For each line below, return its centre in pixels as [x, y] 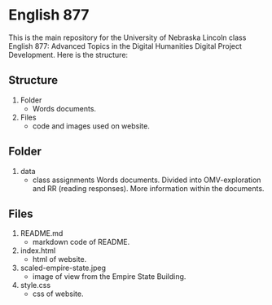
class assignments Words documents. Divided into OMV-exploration [147, 180]
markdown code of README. [81, 242]
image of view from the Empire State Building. [109, 277]
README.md [42, 233]
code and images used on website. [91, 126]
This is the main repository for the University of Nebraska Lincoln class [127, 37]
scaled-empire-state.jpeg [63, 268]
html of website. [59, 259]
